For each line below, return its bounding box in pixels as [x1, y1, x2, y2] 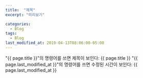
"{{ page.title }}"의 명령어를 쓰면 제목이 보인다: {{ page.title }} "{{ [5, 55, 138, 61]
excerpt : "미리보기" [5, 12, 45, 17]
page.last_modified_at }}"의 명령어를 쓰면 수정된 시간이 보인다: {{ [5, 61, 138, 67]
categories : [5, 21, 31, 27]
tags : [5, 31, 17, 36]
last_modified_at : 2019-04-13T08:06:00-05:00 [5, 40, 104, 46]
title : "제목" [5, 7, 36, 13]
